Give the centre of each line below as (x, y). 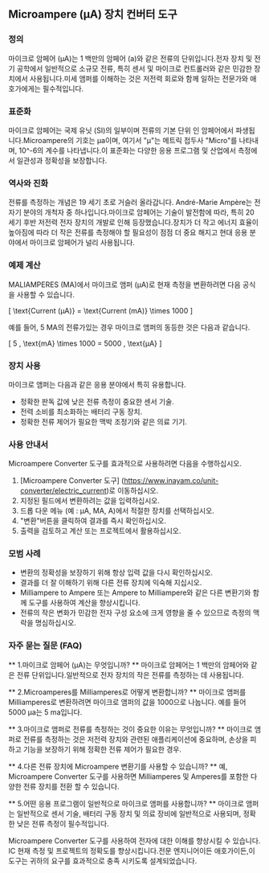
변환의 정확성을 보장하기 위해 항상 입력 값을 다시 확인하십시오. (116, 572)
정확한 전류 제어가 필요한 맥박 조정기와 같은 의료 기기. (103, 421)
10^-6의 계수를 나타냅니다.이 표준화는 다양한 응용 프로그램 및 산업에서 (128, 150)
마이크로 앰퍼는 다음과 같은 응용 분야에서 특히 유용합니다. (97, 384)
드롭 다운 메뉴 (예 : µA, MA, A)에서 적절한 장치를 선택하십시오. (117, 511)
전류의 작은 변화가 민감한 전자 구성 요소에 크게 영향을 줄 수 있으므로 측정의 (135, 613)
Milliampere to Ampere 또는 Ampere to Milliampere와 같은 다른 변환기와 (135, 592)
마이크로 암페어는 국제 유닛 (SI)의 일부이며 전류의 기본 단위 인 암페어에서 (121, 130)
